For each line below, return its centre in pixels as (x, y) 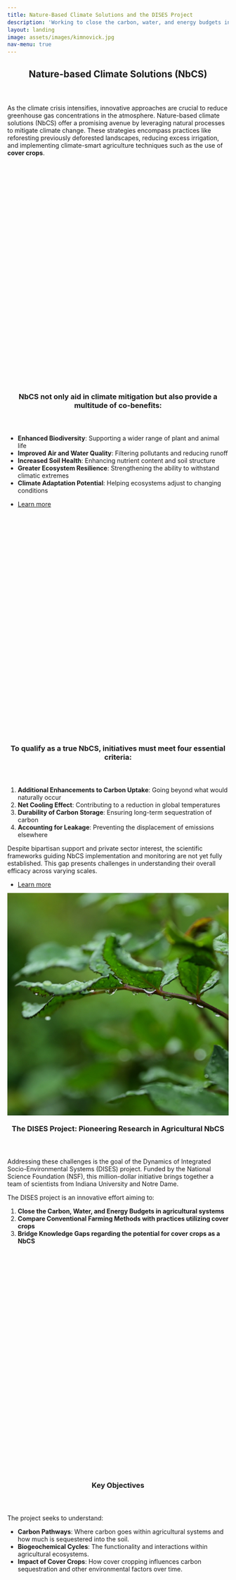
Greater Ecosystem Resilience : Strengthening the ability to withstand (118, 469)
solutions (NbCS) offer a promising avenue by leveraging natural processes (116, 122)
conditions (33, 491)
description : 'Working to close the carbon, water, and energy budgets (114, 22)
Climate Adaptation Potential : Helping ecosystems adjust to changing (119, 483)
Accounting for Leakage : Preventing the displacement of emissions (116, 827)
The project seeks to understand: (55, 1518)
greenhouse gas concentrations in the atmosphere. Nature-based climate (113, 115)
